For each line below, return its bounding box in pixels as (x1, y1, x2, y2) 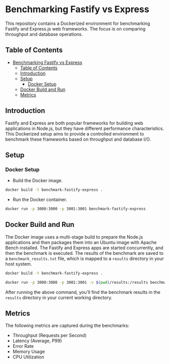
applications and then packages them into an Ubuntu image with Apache (5, 239, 157, 245)
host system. (5, 260, 32, 267)
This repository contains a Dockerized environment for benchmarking (5, 20, 150, 26)
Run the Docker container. (12, 196, 67, 203)
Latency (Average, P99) (12, 338, 62, 344)
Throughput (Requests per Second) (12, 333, 87, 339)
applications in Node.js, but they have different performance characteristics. (5, 125, 164, 131)
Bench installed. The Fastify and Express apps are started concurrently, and (5, 245, 163, 251)
